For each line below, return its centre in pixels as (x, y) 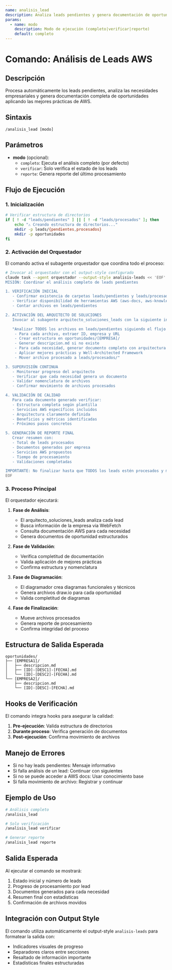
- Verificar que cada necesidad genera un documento (69, 377)
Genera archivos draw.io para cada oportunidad (71, 592)
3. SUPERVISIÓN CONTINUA (32, 367)
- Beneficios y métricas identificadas (55, 419)
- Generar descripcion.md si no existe (57, 343)
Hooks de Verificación (41, 704)
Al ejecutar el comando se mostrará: (44, 870)
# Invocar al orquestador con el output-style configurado (70, 272)
